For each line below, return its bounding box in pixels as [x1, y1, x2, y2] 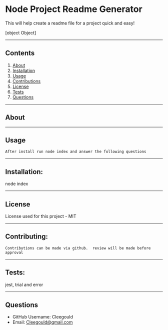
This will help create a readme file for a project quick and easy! [5, 20, 135, 26]
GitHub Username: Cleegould [12, 314, 73, 320]
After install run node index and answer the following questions [5, 149, 146, 154]
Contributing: [5, 232, 48, 241]
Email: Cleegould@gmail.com [12, 319, 73, 325]
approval [5, 250, 23, 255]
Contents [5, 49, 35, 57]
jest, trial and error [5, 281, 43, 287]
